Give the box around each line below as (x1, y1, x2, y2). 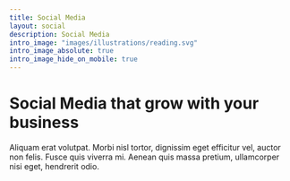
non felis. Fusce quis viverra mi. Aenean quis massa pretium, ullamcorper (9, 151, 280, 162)
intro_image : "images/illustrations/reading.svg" (9, 38, 199, 47)
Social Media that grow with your (9, 93, 260, 114)
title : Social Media (9, 13, 87, 22)
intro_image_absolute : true (9, 47, 115, 56)
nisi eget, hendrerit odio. (9, 160, 100, 171)
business (9, 113, 79, 133)
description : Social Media (9, 30, 110, 39)
